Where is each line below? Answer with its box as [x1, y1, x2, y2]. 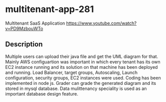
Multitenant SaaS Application [5, 20, 65, 26]
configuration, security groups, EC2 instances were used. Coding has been [5, 74, 161, 81]
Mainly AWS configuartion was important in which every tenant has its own [5, 59, 161, 65]
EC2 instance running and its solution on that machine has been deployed [5, 64, 158, 70]
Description [5, 40, 43, 49]
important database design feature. [5, 90, 78, 96]
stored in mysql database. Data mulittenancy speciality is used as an [5, 85, 147, 91]
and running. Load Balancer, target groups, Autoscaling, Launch [5, 69, 138, 75]
